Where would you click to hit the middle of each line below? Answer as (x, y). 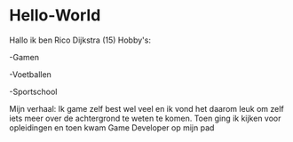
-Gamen (24, 57)
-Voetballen (30, 74)
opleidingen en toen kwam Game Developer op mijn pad (112, 127)
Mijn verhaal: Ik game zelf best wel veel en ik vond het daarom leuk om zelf (146, 108)
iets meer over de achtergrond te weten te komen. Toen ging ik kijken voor (145, 118)
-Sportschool (33, 91)
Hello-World (55, 16)
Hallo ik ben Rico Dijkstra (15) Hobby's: (80, 40)
